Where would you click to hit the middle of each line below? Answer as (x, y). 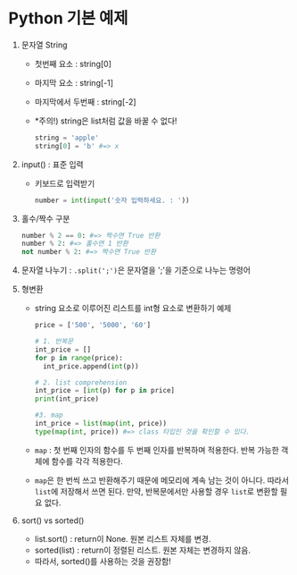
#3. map (49, 415)
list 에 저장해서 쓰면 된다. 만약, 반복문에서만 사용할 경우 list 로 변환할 (156, 491)
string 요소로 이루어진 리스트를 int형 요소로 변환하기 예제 (133, 309)
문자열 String (44, 45)
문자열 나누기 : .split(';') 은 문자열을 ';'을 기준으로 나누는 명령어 (136, 270)
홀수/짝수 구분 (45, 218)
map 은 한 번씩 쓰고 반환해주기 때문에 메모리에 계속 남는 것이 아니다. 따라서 (161, 480)
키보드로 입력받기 (65, 183)
